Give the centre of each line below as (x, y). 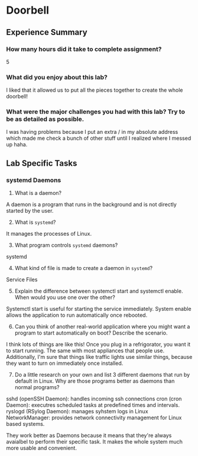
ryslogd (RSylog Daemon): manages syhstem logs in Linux (77, 412)
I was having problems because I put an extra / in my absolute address (92, 132)
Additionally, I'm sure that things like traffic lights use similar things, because (99, 357)
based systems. (25, 424)
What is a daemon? (38, 193)
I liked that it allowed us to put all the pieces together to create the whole (95, 90)
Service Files (22, 280)
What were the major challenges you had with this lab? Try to (95, 112)
